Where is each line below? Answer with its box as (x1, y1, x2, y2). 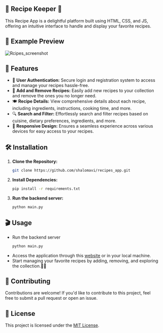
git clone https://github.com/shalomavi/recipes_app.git (12, 168, 131, 173)
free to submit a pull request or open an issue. (5, 295, 98, 301)
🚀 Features (5, 65, 39, 73)
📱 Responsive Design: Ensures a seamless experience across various (12, 123, 153, 129)
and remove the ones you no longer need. (12, 93, 97, 99)
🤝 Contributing (5, 277, 51, 285)
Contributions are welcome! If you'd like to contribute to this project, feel (5, 290, 151, 296)
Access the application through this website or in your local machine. (12, 252, 151, 258)
